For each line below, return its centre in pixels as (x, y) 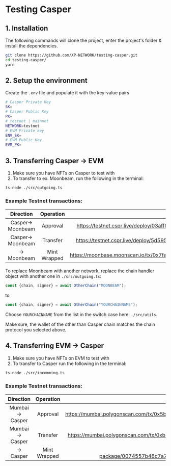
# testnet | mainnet (27, 121)
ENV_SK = (13, 135)
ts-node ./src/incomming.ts (35, 373)
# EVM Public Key (24, 140)
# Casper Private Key (28, 102)
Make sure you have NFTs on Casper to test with (64, 173)
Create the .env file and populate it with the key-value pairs (67, 93)
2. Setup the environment (47, 81)
